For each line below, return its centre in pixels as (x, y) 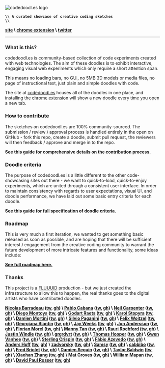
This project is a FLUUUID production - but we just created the (68, 288)
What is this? (21, 47)
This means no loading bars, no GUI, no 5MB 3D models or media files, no (80, 78)
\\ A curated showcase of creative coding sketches (59, 17)
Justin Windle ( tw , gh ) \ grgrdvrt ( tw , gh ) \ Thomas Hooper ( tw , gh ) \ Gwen (82, 334)
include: (13, 255)
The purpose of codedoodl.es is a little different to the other (66, 175)
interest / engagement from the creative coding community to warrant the (80, 245)
